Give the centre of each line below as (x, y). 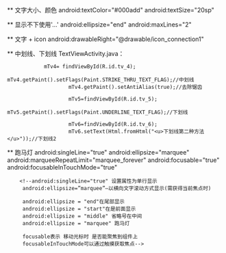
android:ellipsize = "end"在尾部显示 (74, 202)
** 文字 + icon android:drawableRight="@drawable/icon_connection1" (105, 39)
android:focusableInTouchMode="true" (62, 167)
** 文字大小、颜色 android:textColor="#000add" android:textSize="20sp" (111, 10)
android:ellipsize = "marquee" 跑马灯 (76, 224)
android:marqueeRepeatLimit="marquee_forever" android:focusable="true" (113, 160)
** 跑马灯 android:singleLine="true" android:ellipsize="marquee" (98, 152)
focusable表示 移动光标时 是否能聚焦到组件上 (80, 237)
